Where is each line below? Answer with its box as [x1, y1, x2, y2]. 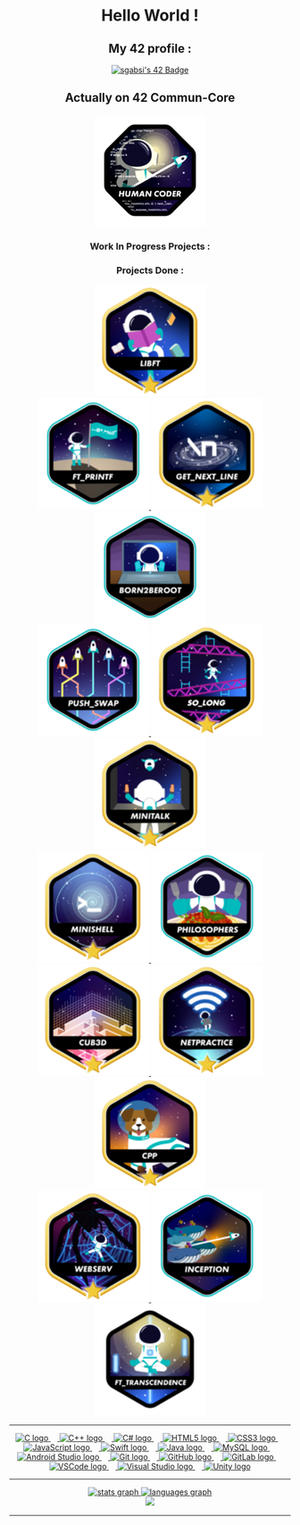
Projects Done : [115, 264, 185, 277]
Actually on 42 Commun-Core [64, 90, 236, 105]
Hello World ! [101, 5, 199, 26]
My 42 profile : [108, 41, 192, 56]
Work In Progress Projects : [89, 240, 211, 253]
